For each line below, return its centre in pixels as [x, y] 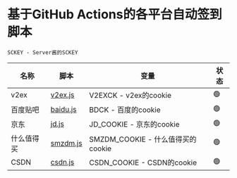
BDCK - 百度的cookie [125, 110]
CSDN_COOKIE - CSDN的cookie [143, 163]
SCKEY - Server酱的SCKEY [43, 52]
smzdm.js [66, 143]
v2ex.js [62, 95]
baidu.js [63, 110]
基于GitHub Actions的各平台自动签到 [115, 14]
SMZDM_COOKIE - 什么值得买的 [143, 139]
